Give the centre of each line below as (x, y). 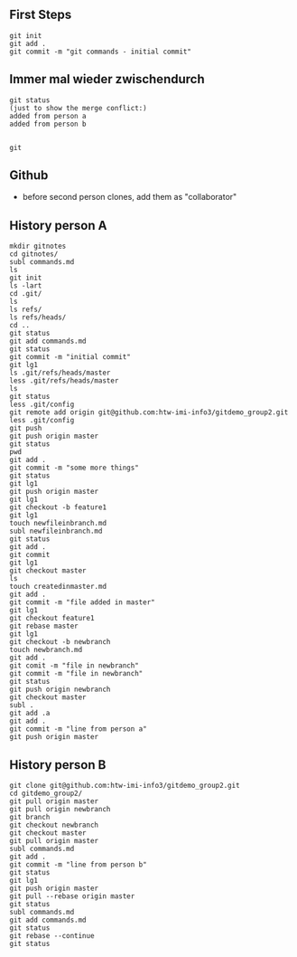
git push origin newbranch (60, 690)
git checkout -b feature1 (58, 507)
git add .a (30, 714)
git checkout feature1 (52, 619)
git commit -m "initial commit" (70, 357)
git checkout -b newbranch (60, 642)
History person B (58, 765)
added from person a (48, 116)
